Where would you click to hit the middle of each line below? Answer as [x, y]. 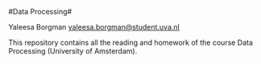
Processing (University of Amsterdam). [73, 51]
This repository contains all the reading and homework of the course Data [131, 42]
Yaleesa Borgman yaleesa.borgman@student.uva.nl [94, 27]
